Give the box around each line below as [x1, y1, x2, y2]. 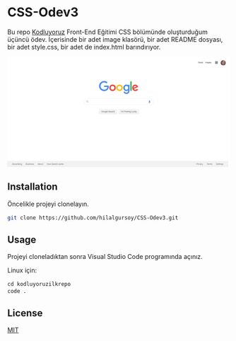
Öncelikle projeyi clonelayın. [7, 200, 90, 208]
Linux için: [7, 266, 37, 274]
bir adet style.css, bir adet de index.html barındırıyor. [7, 42, 161, 51]
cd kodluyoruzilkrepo [7, 281, 71, 288]
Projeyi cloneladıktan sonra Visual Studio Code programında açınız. [7, 253, 203, 261]
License [7, 307, 43, 319]
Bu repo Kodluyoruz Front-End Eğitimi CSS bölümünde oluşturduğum [7, 28, 208, 36]
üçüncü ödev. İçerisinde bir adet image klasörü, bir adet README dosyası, [7, 35, 223, 43]
